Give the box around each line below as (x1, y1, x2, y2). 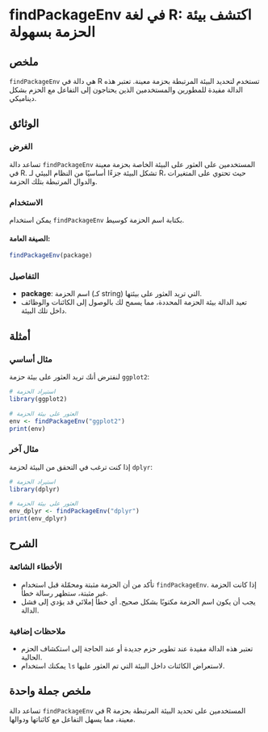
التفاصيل (9, 270, 40, 282)
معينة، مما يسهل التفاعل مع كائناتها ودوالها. (9, 714, 136, 724)
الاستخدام (9, 196, 44, 207)
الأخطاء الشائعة (9, 561, 63, 572)
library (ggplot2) (9, 395, 68, 403)
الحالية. (20, 652, 43, 663)
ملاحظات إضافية (9, 625, 66, 637)
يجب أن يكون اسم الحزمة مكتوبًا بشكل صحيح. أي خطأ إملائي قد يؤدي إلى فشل (20, 596, 257, 606)
